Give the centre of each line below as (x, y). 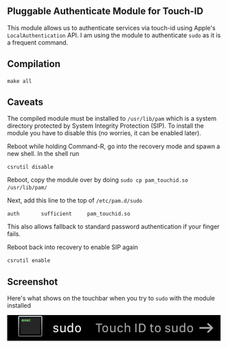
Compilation (34, 64)
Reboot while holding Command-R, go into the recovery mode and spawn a (114, 146)
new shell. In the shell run (43, 154)
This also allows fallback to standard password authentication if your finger (113, 227)
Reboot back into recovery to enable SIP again (73, 247)
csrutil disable (30, 167)
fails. (14, 234)
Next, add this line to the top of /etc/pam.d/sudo (75, 200)
